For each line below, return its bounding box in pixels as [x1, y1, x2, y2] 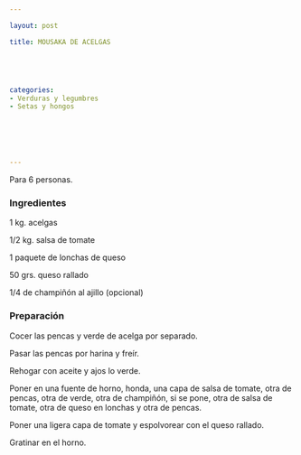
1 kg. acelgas [9, 218, 58, 228]
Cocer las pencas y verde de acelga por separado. [9, 330, 199, 341]
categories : [9, 85, 54, 95]
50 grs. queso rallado [9, 270, 89, 281]
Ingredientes [9, 197, 67, 209]
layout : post [9, 21, 59, 30]
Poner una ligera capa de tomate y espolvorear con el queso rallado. [9, 419, 265, 430]
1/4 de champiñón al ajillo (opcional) [9, 287, 144, 298]
